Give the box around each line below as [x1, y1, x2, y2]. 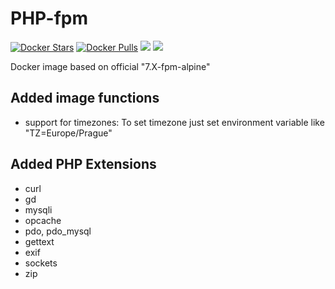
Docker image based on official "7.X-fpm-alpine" [10, 60, 211, 72]
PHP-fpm [10, 7, 89, 30]
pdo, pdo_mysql [24, 225, 92, 237]
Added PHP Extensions [10, 156, 157, 173]
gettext [24, 235, 55, 247]
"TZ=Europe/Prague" [24, 127, 113, 139]
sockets [24, 257, 58, 269]
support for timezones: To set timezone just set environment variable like [24, 116, 325, 128]
